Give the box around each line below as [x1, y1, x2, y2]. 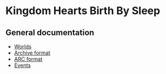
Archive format [14, 49, 51, 56]
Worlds [14, 43, 32, 50]
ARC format [14, 56, 42, 62]
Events [14, 62, 31, 69]
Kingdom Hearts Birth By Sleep [5, 4, 160, 18]
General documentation [5, 28, 95, 38]
